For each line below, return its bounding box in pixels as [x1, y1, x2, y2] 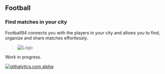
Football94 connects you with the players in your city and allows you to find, [5, 29, 161, 36]
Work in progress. [5, 54, 41, 60]
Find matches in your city [5, 19, 68, 25]
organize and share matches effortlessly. [5, 35, 88, 41]
